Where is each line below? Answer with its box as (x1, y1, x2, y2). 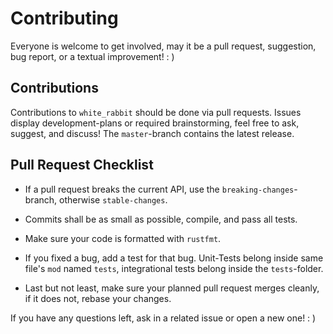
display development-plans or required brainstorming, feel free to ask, (10, 117, 300, 129)
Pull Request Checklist (10, 157, 154, 174)
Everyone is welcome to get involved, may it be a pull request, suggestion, (10, 40, 317, 52)
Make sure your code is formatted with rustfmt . (24, 232, 222, 244)
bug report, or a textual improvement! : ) (10, 50, 175, 62)
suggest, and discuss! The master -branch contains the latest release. (10, 127, 295, 139)
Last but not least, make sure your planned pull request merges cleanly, (24, 282, 320, 294)
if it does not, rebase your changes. (24, 292, 172, 304)
